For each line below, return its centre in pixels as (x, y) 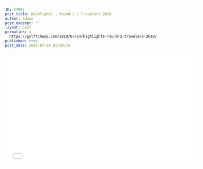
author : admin (19, 18)
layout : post (18, 28)
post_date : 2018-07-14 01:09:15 (38, 45)
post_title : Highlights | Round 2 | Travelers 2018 (58, 14)
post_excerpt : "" (23, 23)
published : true (21, 41)
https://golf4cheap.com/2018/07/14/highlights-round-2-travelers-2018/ (83, 37)
